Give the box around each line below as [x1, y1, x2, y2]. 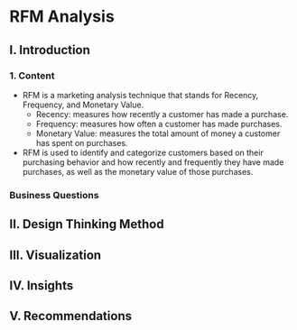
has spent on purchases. [35, 137, 128, 148]
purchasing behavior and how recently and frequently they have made [22, 156, 284, 168]
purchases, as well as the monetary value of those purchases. [22, 166, 254, 177]
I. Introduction [9, 42, 90, 58]
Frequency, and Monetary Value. [22, 99, 144, 110]
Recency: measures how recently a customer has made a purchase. [35, 108, 289, 119]
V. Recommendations [9, 308, 133, 324]
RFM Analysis [9, 6, 115, 27]
